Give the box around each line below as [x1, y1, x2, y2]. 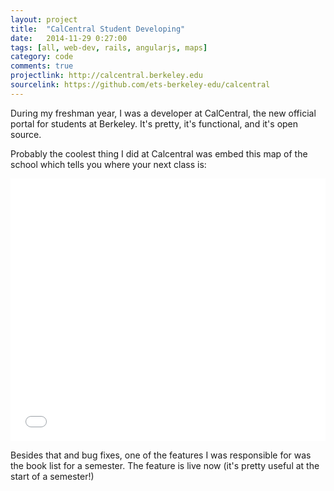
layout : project [10, 14, 78, 25]
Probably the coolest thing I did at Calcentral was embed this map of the [10, 147, 308, 160]
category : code [10, 52, 74, 62]
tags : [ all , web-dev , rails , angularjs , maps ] [10, 42, 208, 53]
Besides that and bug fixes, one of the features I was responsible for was [10, 449, 312, 461]
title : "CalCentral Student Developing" [10, 24, 186, 34]
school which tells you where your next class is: [10, 158, 207, 170]
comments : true [10, 61, 74, 71]
